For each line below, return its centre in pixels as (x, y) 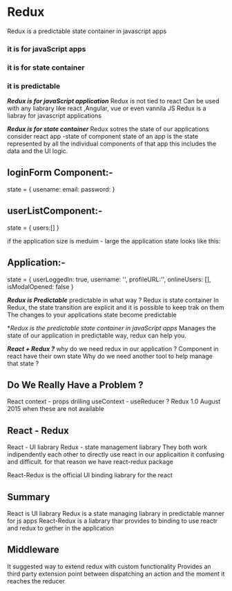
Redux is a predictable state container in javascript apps (87, 31)
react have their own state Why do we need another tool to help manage (110, 356)
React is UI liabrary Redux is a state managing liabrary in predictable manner (116, 513)
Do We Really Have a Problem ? (75, 384)
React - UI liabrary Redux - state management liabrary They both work (107, 447)
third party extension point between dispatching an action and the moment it (116, 574)
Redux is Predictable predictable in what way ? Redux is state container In (113, 300)
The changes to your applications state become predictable (92, 314)
